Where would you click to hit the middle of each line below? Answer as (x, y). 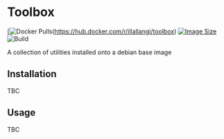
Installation (32, 74)
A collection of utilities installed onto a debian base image (89, 52)
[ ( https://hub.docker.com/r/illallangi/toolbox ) (92, 31)
